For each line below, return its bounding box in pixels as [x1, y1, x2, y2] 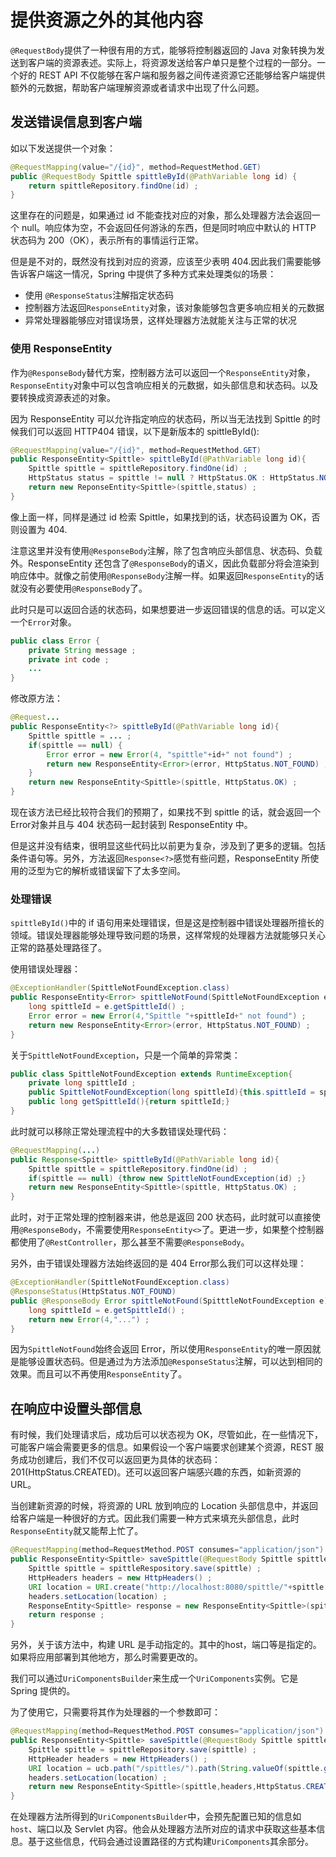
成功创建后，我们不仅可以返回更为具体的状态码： [18, 1454, 221, 1466]
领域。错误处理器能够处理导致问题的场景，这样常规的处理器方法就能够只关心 [10, 929, 326, 941]
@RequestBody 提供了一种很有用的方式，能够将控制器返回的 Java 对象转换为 [10, 44, 317, 56]
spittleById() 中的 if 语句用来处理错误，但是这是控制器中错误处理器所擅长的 [10, 917, 325, 929]
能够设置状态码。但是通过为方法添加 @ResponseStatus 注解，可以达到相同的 [18, 1356, 323, 1368]
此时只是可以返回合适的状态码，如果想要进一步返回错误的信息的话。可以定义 [10, 603, 326, 615]
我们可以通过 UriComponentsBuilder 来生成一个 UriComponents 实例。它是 [10, 1672, 299, 1685]
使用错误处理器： [10, 963, 81, 975]
